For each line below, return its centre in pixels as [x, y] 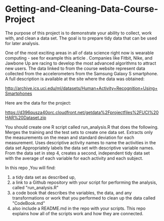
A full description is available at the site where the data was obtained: [75, 79]
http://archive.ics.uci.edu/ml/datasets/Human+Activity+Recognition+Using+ [81, 88]
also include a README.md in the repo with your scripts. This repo [79, 208]
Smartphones [19, 93]
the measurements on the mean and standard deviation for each [70, 137]
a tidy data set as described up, [44, 177]
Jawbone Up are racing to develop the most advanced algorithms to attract [81, 63]
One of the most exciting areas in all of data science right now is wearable [80, 53]
